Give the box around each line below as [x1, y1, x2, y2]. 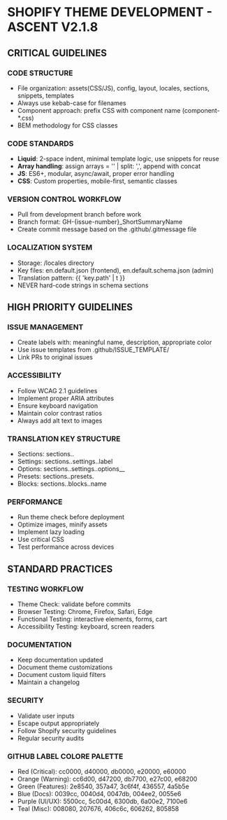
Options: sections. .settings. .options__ [17, 465, 125, 473]
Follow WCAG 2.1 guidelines [17, 386, 98, 395]
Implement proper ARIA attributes [17, 394, 114, 402]
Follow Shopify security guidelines [17, 726, 117, 734]
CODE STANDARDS [7, 138, 74, 148]
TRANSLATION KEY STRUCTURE [7, 434, 121, 444]
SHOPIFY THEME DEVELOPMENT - [7, 4, 213, 20]
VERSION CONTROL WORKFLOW [7, 194, 122, 204]
